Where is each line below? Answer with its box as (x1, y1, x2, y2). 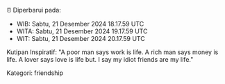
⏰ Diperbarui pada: (6, 6, 62, 14)
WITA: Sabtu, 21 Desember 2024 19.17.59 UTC (16, 27, 148, 35)
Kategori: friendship (6, 69, 64, 77)
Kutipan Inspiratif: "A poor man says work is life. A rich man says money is (6, 48, 219, 56)
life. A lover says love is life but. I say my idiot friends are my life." (6, 56, 194, 63)
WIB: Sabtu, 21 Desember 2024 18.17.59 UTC (16, 20, 144, 28)
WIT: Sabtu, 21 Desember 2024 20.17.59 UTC (16, 35, 145, 42)
